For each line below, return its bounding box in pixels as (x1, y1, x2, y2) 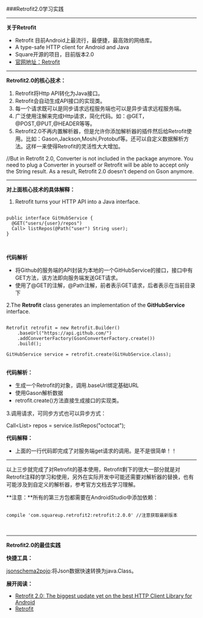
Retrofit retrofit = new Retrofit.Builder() (6, 325, 120, 331)
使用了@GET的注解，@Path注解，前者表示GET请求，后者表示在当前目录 (14, 282, 196, 289)
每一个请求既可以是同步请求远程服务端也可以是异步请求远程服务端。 (14, 105, 185, 112)
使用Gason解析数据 (14, 390, 63, 396)
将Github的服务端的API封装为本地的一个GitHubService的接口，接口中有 (14, 267, 193, 274)
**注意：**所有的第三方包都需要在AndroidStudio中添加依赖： (6, 494, 159, 501)
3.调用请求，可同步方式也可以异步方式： (6, 410, 107, 417)
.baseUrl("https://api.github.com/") (17, 330, 112, 336)
